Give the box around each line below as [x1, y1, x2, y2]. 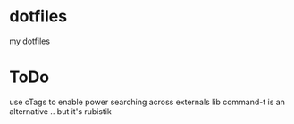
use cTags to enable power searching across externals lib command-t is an [9, 96, 286, 107]
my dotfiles [9, 36, 51, 46]
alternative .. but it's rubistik [9, 105, 112, 117]
